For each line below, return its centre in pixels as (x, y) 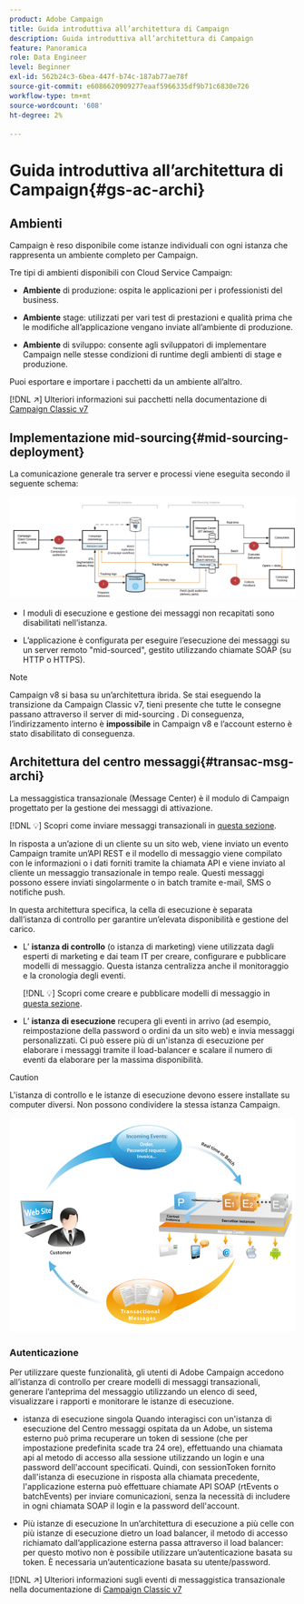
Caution (24, 1077)
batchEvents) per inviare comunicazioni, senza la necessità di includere (156, 1497)
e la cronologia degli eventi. (74, 975)
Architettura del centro (75, 762)
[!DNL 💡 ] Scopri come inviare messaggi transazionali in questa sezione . (143, 825)
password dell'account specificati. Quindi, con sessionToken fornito (149, 1468)
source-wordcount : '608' (56, 105)
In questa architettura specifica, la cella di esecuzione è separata (131, 909)
